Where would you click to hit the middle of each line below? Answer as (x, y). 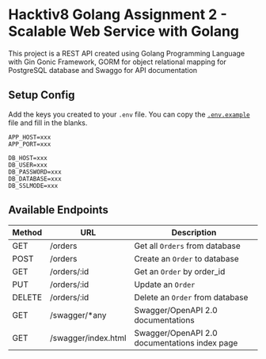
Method (27, 232)
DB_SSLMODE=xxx (33, 185)
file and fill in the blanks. (48, 122)
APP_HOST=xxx (30, 137)
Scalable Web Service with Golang (124, 31)
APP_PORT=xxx (30, 144)
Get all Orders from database (188, 246)
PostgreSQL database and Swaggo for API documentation (103, 70)
